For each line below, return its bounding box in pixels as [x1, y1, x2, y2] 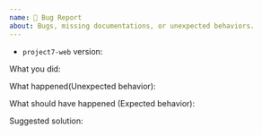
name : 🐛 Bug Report [9, 13, 83, 22]
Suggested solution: [9, 115, 83, 126]
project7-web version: [22, 46, 103, 56]
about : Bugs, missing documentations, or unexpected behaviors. [9, 21, 255, 30]
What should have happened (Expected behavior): [9, 97, 196, 108]
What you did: [9, 63, 61, 74]
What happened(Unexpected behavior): [9, 80, 156, 91]
